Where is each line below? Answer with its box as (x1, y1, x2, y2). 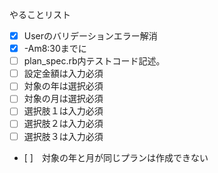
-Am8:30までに (23, 43, 87, 55)
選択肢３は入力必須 (23, 130, 104, 142)
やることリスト (9, 9, 71, 20)
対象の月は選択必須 (23, 93, 104, 105)
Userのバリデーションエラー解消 (23, 30, 158, 42)
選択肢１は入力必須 (23, 105, 104, 117)
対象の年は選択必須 (23, 80, 104, 92)
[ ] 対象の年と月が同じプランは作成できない (23, 151, 209, 163)
